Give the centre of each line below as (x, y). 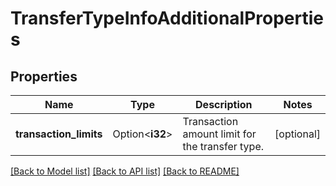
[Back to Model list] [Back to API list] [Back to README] (125, 171)
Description (224, 104)
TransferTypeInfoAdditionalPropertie (167, 18)
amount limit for (219, 134)
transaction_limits (59, 134)
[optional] (297, 134)
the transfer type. (223, 146)
